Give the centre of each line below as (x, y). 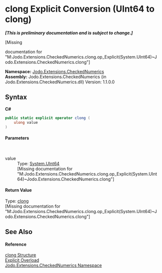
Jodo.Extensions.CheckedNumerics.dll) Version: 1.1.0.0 (60, 82)
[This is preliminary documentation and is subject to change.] (69, 33)
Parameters (17, 138)
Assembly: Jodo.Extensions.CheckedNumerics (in (56, 77)
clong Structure (21, 255)
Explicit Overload (22, 260)
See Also (19, 232)
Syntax (16, 97)
